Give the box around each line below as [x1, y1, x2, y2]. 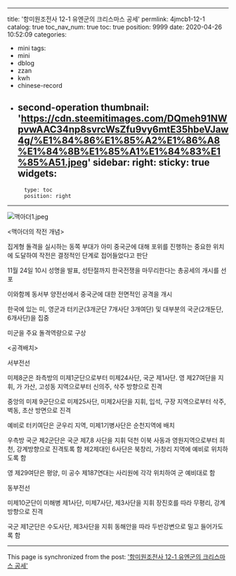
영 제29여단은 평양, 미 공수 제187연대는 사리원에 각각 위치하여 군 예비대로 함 [7, 468, 216, 477]
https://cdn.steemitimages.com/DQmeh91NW [20, 113, 228, 125]
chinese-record [17, 82, 63, 89]
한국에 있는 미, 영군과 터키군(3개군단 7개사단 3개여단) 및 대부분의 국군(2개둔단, [7, 304, 223, 313]
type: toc [24, 186, 53, 194]
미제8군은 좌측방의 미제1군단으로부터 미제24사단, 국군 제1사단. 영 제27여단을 [7, 373, 216, 382]
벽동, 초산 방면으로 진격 [7, 406, 72, 414]
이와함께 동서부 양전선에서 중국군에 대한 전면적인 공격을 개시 [7, 289, 173, 298]
